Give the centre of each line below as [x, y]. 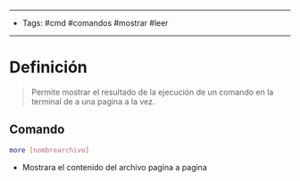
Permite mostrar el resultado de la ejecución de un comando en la [152, 92]
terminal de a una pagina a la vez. [93, 101]
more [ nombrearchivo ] [50, 150]
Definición [48, 67]
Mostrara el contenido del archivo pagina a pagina [114, 167]
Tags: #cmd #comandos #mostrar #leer [95, 23]
